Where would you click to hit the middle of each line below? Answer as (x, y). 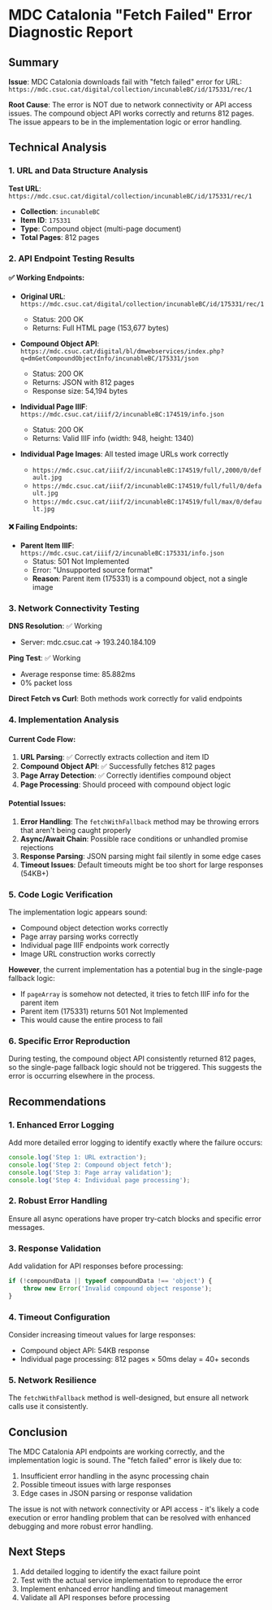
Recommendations (57, 1101)
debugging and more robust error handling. (81, 1526)
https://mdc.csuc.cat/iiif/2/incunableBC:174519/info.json (122, 414)
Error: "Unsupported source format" (93, 570)
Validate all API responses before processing (95, 1597)
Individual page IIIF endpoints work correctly (95, 945)
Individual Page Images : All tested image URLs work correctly (124, 454)
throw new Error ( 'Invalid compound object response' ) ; (118, 1288)
